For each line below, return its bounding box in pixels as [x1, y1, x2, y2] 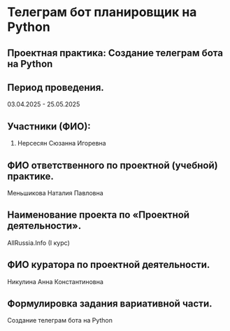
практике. [7, 170, 54, 182]
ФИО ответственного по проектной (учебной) [7, 159, 218, 171]
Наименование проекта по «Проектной [7, 209, 190, 221]
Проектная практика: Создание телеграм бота [7, 47, 224, 59]
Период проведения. [7, 81, 105, 93]
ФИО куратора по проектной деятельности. [7, 259, 210, 271]
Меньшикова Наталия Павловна [7, 189, 103, 197]
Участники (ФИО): [7, 120, 91, 132]
